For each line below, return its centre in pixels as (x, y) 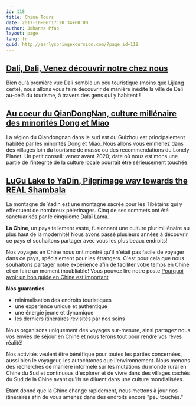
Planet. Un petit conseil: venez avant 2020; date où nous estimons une (92, 156)
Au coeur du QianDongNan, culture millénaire (92, 114)
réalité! (14, 343)
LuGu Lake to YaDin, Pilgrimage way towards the (97, 181)
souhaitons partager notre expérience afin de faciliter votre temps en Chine (98, 265)
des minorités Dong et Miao (58, 123)
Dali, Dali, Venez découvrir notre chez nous (87, 68)
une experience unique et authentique (61, 306)
